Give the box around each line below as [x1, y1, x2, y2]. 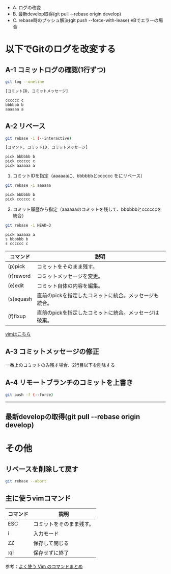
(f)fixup [8, 313, 26, 320]
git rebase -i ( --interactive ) [5, 136, 72, 141]
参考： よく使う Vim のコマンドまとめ [5, 563, 83, 569]
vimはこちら [5, 331, 31, 337]
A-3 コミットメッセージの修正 [5, 347, 99, 356]
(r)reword [8, 273, 31, 280]
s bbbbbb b [5, 237, 28, 242]
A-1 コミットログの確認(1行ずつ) [5, 65, 106, 74]
